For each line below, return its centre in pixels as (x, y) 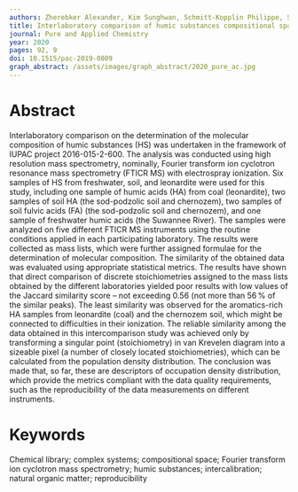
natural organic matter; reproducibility (78, 478)
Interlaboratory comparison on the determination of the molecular (129, 135)
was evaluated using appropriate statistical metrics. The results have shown (148, 267)
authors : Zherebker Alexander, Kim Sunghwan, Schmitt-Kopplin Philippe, (146, 17)
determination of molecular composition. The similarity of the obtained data (147, 257)
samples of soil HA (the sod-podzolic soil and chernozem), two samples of (145, 201)
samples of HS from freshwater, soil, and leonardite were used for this (137, 182)
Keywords (47, 434)
